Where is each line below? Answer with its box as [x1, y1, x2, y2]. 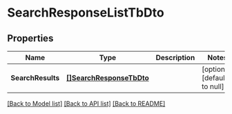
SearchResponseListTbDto [7, 5, 164, 21]
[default [201, 73, 228, 82]
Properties [7, 32, 54, 44]
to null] [201, 82, 224, 91]
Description [155, 53, 195, 62]
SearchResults [10, 73, 60, 82]
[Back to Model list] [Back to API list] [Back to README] [7, 99, 166, 108]
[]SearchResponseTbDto [66, 73, 150, 82]
